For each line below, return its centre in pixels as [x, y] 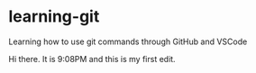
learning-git [54, 17]
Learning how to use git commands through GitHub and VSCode [128, 41]
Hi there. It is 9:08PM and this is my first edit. [92, 59]
